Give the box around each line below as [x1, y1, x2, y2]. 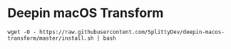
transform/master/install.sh [7, 34, 94, 42]
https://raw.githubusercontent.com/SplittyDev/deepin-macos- [38, 28, 225, 36]
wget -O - [7, 28, 37, 36]
